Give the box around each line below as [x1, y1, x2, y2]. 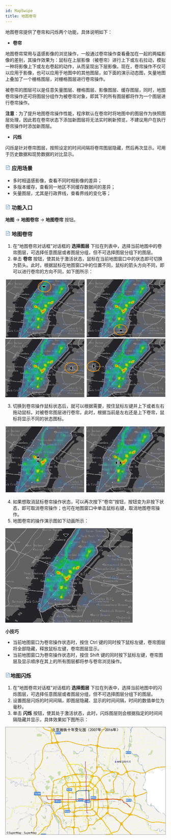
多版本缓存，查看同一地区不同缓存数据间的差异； [12, 184, 116, 190]
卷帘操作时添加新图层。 [5, 123, 54, 129]
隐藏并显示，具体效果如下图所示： [17, 716, 89, 722]
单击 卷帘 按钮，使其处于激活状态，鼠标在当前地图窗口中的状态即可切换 [12, 256, 163, 262]
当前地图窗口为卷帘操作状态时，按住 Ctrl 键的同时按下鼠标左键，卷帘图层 [12, 639, 166, 645]
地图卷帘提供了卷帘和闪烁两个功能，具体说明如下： [5, 28, 112, 35]
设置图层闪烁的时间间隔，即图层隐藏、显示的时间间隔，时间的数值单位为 [12, 698, 164, 704]
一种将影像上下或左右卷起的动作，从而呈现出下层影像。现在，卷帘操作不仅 [5, 63, 161, 69]
